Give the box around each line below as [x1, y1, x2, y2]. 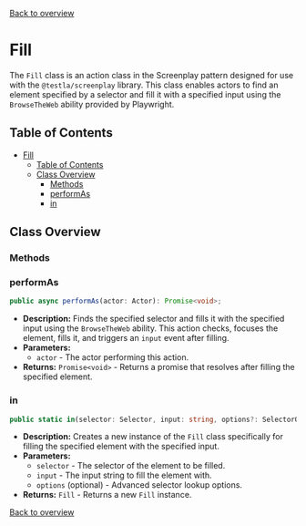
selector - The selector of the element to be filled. [36, 460, 226, 471]
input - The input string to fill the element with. [36, 469, 212, 481]
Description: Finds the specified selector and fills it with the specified [22, 314, 285, 325]
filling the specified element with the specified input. [22, 441, 220, 452]
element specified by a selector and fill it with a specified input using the [9, 88, 281, 99]
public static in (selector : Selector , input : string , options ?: [9, 415, 259, 424]
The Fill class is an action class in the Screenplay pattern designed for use [9, 69, 294, 80]
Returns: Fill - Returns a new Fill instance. [22, 490, 192, 500]
